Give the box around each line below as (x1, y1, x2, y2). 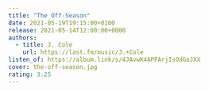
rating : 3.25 (8, 70, 52, 78)
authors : (8, 33, 37, 42)
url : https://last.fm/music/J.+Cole (22, 48, 145, 56)
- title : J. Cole (15, 41, 73, 49)
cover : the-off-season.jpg (8, 63, 98, 71)
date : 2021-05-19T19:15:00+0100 (8, 19, 115, 27)
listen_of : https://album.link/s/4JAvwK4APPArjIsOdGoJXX (8, 56, 201, 64)
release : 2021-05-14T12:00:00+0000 (8, 26, 126, 34)
